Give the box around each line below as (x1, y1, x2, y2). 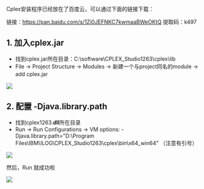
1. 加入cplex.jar (6, 38, 65, 48)
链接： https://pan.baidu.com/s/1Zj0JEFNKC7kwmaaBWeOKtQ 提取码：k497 (6, 18, 197, 26)
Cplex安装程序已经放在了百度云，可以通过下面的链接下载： (6, 5, 154, 12)
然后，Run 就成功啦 (6, 163, 55, 171)
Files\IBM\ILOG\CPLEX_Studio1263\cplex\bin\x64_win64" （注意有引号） (15, 139, 198, 146)
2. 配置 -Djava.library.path (6, 101, 108, 112)
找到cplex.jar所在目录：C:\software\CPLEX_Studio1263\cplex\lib (15, 55, 176, 62)
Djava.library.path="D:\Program (15, 132, 94, 139)
